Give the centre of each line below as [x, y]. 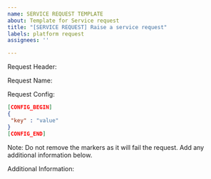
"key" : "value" [35, 120]
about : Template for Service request [63, 21]
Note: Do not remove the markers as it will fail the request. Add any [106, 147]
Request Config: [31, 94]
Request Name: [30, 81]
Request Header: [32, 67]
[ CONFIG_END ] [27, 134]
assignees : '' [29, 40]
